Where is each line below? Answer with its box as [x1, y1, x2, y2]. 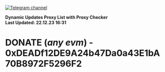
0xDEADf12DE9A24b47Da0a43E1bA [5, 48, 160, 59]
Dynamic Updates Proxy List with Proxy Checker [5, 14, 108, 20]
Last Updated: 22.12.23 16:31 [5, 20, 66, 25]
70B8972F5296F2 [5, 58, 82, 70]
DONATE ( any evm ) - [5, 37, 93, 48]
